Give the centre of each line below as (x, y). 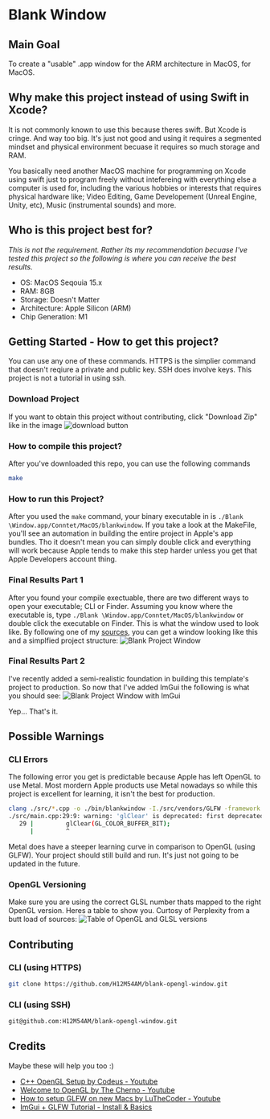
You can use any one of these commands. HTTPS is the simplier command (132, 361)
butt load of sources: (43, 919)
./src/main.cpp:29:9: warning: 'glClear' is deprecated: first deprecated (136, 817)
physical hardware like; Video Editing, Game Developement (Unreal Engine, (133, 196)
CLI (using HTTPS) (45, 967)
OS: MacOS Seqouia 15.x (61, 282)
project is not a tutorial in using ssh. (67, 378)
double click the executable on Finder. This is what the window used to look (134, 623)
